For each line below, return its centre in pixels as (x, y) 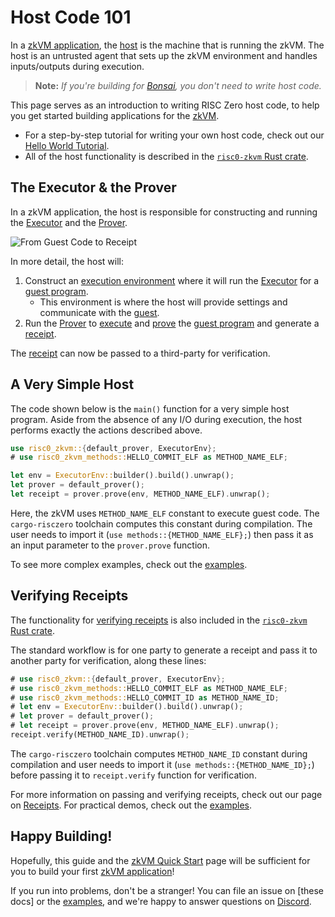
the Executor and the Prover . (69, 222)
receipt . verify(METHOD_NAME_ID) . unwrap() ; (100, 735)
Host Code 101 (71, 17)
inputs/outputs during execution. (77, 66)
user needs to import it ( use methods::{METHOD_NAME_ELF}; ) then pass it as (162, 534)
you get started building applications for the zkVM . (115, 115)
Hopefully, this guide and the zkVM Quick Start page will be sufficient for (160, 860)
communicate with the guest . (99, 312)
